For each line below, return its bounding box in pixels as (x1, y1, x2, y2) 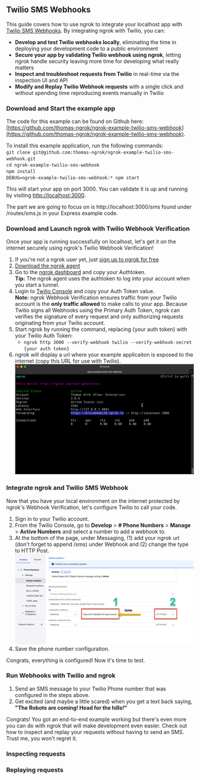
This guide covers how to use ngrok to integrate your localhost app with (6, 20, 183, 27)
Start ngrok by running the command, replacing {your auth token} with (14, 325, 187, 333)
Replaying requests (6, 766, 64, 774)
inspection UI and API (14, 76, 68, 84)
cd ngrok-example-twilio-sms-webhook (6, 162, 100, 168)
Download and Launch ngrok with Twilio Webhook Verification (6, 225, 190, 233)
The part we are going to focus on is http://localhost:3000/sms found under (6, 203, 192, 211)
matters (14, 64, 34, 71)
